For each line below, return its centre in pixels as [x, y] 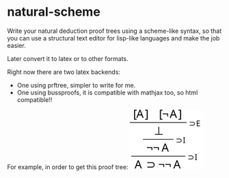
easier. [16, 45]
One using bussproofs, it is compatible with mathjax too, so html [107, 92]
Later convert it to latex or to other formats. [68, 58]
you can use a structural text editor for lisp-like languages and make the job [113, 38]
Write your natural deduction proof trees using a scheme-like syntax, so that [114, 31]
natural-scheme [54, 12]
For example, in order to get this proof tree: [68, 167]
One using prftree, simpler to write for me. [76, 85]
